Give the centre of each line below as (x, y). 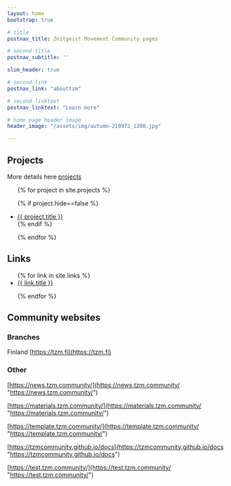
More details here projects (44, 177)
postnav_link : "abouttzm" (44, 89)
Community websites (54, 318)
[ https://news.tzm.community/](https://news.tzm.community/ (93, 385)
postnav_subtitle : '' (38, 58)
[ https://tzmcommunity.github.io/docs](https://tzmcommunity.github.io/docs (115, 447)
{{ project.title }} (40, 217)
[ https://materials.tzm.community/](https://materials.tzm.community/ (104, 406)
